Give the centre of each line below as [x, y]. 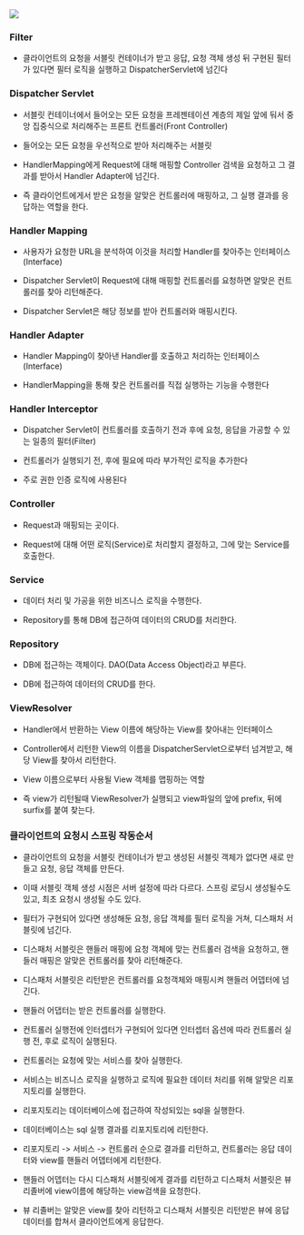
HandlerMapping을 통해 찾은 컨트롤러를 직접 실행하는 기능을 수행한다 [146, 385]
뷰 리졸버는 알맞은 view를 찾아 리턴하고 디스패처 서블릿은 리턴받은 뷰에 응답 [156, 1210]
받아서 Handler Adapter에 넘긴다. [99, 175]
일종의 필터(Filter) [64, 441]
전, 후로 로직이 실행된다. [75, 1041]
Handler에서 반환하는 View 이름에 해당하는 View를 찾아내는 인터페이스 [148, 729]
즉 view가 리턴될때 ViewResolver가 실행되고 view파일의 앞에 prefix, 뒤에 [152, 798]
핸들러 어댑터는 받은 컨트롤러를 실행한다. [94, 1010]
